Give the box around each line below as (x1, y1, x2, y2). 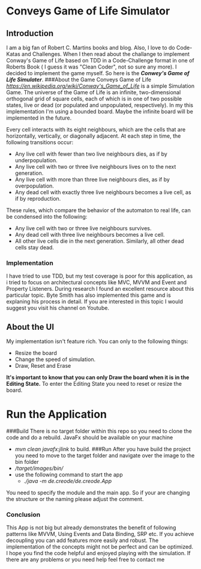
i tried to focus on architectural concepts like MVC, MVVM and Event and (6, 279, 187, 286)
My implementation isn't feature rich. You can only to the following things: (6, 338, 188, 345)
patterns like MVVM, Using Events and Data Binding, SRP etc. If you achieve (6, 531, 194, 538)
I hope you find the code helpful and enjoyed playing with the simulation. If (6, 550, 191, 557)
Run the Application (6, 407, 107, 421)
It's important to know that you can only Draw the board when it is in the (6, 374, 190, 381)
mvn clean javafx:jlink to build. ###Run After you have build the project (14, 446, 191, 453)
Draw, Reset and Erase (14, 362, 71, 370)
